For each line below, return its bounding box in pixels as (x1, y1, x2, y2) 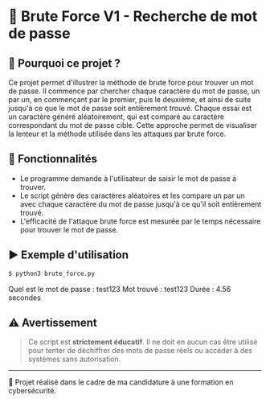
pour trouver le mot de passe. (19, 224, 119, 234)
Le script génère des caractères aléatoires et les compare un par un (19, 191, 245, 200)
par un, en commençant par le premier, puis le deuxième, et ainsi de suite (8, 95, 252, 104)
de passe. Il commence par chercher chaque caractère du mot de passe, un (8, 86, 260, 96)
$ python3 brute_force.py (8, 269, 95, 278)
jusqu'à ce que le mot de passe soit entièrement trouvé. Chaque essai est (8, 104, 252, 113)
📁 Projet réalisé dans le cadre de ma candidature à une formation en (8, 377, 234, 387)
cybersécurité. (8, 386, 56, 396)
